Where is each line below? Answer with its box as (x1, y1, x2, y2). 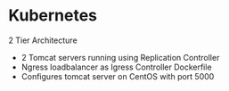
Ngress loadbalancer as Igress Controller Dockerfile (20, 62, 212, 72)
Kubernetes (8, 5, 98, 26)
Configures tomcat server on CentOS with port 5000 (20, 70, 215, 81)
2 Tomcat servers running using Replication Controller (20, 52, 220, 62)
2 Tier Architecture (8, 35, 78, 45)
